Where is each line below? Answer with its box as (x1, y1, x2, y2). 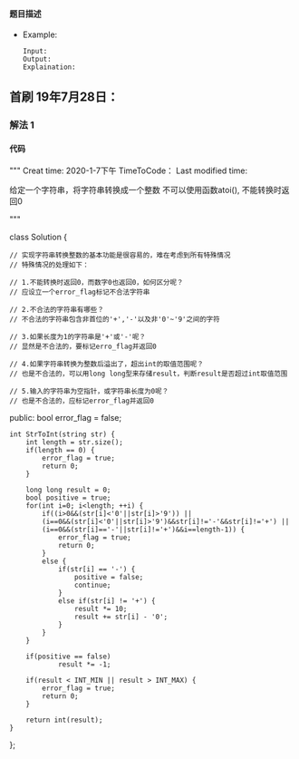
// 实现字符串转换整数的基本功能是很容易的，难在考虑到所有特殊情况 (9, 250, 231, 259)
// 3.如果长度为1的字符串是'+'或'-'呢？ (9, 332, 147, 341)
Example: (22, 29, 58, 40)
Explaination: (22, 63, 76, 72)
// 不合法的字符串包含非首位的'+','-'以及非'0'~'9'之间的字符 (9, 315, 220, 324)
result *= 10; (73, 604, 128, 613)
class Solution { (9, 231, 68, 242)
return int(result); (25, 715, 103, 725)
